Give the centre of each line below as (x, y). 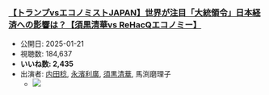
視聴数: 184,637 (46, 54)
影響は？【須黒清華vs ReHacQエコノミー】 (118, 24)
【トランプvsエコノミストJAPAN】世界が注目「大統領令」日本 (130, 12)
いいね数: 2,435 (47, 64)
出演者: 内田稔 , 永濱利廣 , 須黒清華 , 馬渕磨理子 (95, 74)
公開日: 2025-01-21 (52, 44)
